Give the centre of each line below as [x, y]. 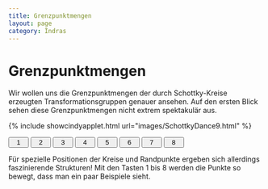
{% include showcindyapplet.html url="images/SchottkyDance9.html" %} [130, 126]
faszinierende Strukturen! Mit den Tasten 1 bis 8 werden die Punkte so [125, 168]
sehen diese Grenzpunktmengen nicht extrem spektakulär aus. [113, 111]
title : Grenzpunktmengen [50, 16]
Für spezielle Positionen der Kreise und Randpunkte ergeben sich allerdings [134, 159]
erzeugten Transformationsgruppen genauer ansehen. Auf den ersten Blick [133, 102]
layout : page [30, 23]
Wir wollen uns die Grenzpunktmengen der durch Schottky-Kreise [118, 93]
